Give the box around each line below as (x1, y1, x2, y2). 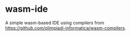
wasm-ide (5, 3, 48, 15)
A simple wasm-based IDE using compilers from (5, 20, 104, 26)
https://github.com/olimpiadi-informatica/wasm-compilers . (5, 25, 126, 31)
